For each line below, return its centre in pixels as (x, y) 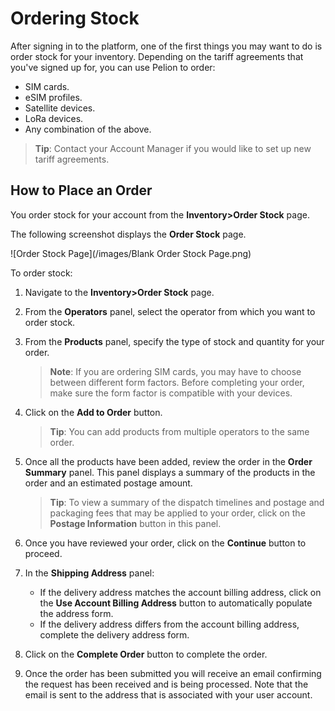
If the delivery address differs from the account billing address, (169, 624)
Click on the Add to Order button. (93, 412)
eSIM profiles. (53, 97)
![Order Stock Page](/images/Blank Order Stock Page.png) (131, 253)
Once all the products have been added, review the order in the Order (168, 461)
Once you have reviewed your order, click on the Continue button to (165, 543)
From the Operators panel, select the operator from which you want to (170, 311)
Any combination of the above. (88, 129)
